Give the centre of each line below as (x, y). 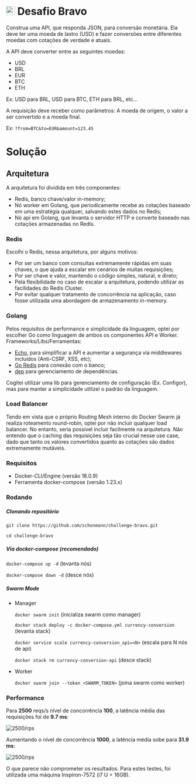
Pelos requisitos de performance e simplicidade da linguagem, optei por (93, 329)
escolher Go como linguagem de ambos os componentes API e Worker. (92, 335)
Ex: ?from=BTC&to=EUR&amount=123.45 (50, 128)
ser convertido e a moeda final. (44, 117)
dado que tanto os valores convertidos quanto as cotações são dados (90, 441)
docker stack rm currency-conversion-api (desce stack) (83, 660)
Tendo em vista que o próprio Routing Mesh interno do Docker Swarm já (93, 417)
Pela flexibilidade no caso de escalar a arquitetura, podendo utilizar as (99, 282)
